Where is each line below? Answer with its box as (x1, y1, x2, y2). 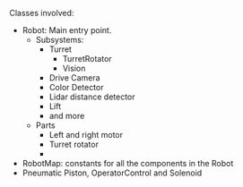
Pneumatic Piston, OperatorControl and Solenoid (22, 167, 203, 178)
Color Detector (48, 82, 104, 92)
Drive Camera (48, 72, 100, 83)
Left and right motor (48, 130, 124, 140)
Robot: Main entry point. (22, 25, 112, 35)
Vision (62, 63, 86, 73)
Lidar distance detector (48, 91, 136, 102)
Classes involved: (9, 8, 74, 18)
